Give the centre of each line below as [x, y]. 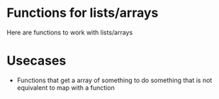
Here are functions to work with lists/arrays [70, 32]
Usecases [36, 61]
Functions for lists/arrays [83, 13]
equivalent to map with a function [66, 87]
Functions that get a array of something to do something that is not [114, 80]
